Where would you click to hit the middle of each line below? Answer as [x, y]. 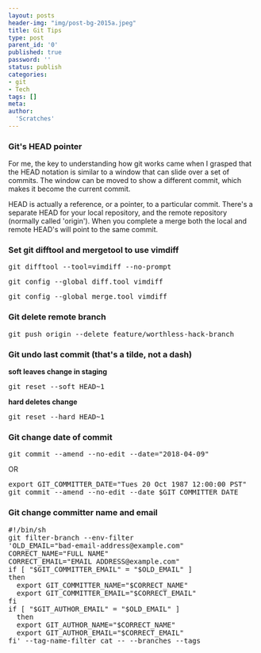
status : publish [35, 67]
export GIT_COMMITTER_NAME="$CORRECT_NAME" [102, 585]
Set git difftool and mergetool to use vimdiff [94, 250]
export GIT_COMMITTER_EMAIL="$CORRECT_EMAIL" [106, 593]
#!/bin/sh [27, 529]
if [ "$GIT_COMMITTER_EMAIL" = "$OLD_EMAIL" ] [100, 569]
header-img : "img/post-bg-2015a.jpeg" [72, 23]
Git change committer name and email [83, 513]
